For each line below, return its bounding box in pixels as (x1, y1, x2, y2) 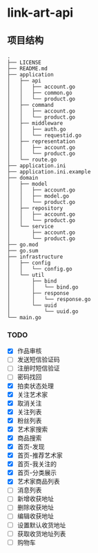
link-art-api (7, 5, 74, 21)
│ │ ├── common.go (7, 90, 72, 96)
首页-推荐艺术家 (17, 451, 63, 459)
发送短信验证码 (17, 355, 60, 364)
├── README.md (7, 65, 48, 72)
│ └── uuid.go (7, 308, 79, 315)
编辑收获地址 (17, 512, 54, 520)
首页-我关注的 (17, 460, 57, 468)
